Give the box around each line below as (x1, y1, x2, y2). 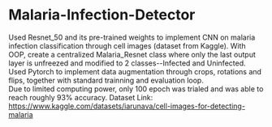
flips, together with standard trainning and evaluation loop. (8, 75, 205, 85)
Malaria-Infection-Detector (8, 6, 196, 24)
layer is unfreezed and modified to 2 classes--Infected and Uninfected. (8, 58, 246, 68)
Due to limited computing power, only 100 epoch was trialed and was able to (8, 83, 264, 94)
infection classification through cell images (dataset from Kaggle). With (8, 40, 246, 50)
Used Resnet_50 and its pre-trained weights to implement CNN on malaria (8, 32, 256, 42)
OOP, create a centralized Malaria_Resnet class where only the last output (8, 49, 256, 59)
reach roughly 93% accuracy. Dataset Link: (8, 92, 153, 102)
